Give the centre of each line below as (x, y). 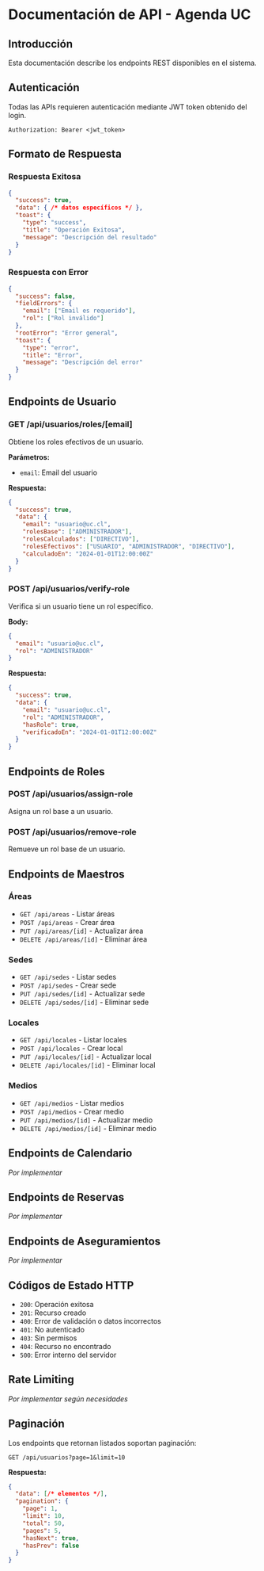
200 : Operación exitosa (57, 1304)
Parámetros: (29, 457)
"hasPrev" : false (51, 1546)
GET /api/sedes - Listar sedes (68, 977)
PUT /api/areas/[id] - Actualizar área (81, 931)
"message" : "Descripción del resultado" (90, 237)
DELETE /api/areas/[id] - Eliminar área (83, 939)
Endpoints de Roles (57, 772)
